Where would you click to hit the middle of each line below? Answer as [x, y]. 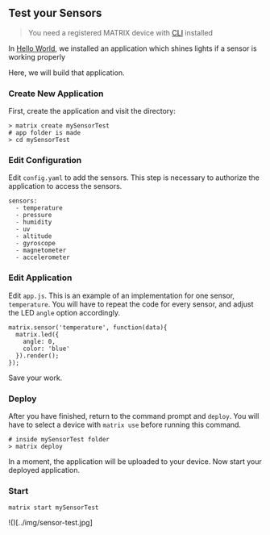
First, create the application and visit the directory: [92, 111]
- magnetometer [41, 251]
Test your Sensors [55, 13]
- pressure [34, 215]
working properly [37, 56]
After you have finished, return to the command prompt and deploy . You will [134, 416]
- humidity [34, 222]
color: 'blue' [46, 349]
